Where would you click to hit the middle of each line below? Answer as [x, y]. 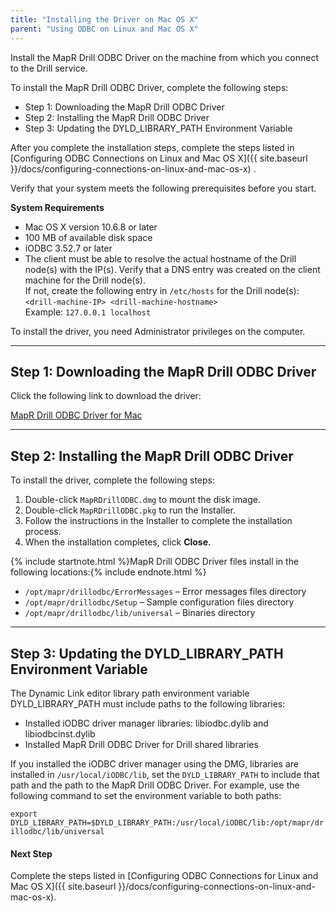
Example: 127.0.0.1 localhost [88, 312]
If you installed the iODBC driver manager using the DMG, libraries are [154, 763]
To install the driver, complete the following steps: [113, 480]
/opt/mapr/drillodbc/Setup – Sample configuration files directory [159, 602]
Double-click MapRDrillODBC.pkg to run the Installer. [130, 510]
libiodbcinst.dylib [60, 733]
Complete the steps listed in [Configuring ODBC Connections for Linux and [164, 876]
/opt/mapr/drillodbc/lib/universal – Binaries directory [140, 613]
